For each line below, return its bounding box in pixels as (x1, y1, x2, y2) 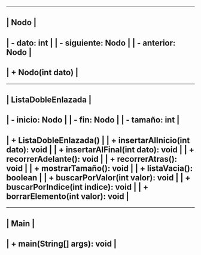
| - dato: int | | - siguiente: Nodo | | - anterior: (6, 38, 176, 48)
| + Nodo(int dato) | (6, 67, 79, 78)
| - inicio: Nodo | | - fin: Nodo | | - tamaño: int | (6, 115, 180, 125)
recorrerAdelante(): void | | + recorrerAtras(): (6, 153, 178, 164)
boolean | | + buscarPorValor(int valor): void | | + (6, 173, 191, 183)
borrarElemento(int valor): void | (6, 191, 129, 201)
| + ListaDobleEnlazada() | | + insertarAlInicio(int (6, 135, 190, 145)
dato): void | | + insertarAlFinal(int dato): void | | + (6, 145, 194, 155)
